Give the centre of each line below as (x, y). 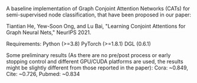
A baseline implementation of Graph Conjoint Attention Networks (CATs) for (98, 9)
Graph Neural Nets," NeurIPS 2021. (49, 32)
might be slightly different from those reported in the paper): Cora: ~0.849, (97, 68)
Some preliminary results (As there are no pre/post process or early (88, 55)
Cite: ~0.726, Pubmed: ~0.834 (43, 74)
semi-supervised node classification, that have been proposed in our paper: (98, 15)
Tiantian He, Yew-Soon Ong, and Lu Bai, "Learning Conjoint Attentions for (96, 26)
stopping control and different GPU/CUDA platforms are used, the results (95, 62)
